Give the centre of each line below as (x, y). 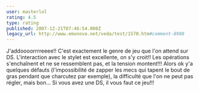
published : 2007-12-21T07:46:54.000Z (54, 28)
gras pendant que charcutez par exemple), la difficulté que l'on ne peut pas (100, 76)
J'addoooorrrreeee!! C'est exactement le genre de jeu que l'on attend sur (97, 51)
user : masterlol (27, 12)
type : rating (23, 23)
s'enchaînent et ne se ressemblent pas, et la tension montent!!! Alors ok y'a (99, 64)
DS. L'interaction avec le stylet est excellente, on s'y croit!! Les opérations (98, 57)
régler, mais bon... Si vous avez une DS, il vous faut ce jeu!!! (81, 83)
